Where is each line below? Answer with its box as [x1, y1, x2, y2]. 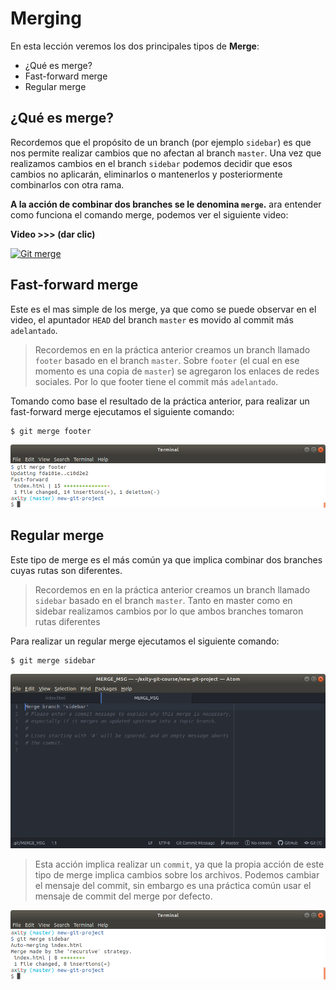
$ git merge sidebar [10, 655, 97, 666]
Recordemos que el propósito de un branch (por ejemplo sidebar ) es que [10, 136, 312, 148]
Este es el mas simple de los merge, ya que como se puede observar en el [10, 303, 317, 315]
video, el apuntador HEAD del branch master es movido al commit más [10, 313, 294, 326]
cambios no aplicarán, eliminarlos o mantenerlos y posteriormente [10, 168, 283, 180]
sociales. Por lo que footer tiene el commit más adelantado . [34, 375, 279, 387]
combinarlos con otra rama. [10, 178, 125, 191]
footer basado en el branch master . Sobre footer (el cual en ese [34, 354, 300, 366]
